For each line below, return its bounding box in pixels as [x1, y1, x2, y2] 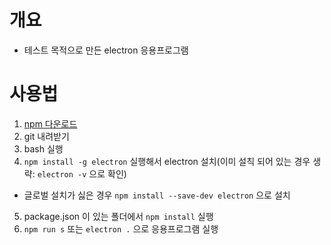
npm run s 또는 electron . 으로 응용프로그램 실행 [23, 222, 219, 235]
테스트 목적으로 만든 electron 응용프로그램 [23, 44, 189, 56]
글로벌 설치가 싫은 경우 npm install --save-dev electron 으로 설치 [23, 189, 291, 201]
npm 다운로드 [23, 117, 78, 130]
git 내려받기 [23, 130, 70, 142]
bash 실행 [23, 142, 64, 155]
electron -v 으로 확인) [37, 167, 127, 180]
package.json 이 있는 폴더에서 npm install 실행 [23, 210, 214, 222]
